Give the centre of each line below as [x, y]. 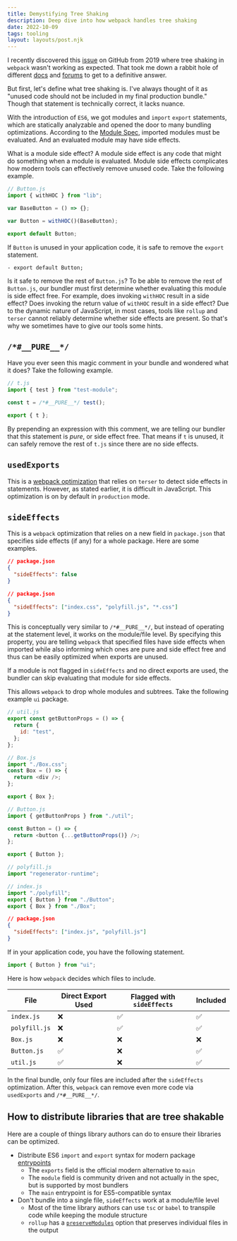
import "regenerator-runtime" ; [53, 874]
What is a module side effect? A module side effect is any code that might [114, 154]
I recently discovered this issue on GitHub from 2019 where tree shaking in [116, 60]
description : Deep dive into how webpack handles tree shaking [102, 20]
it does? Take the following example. [60, 370]
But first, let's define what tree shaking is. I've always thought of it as [108, 89]
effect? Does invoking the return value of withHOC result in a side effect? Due [118, 303]
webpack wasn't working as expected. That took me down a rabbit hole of [113, 68]
